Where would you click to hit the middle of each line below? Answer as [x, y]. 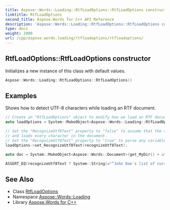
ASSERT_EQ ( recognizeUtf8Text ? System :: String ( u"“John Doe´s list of [80, 163]
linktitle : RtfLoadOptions [34, 15]
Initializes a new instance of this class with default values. [65, 71]
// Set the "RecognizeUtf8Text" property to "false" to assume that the [83, 131]
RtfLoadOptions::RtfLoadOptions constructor [78, 59]
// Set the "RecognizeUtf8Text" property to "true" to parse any [75, 140]
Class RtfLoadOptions [35, 192]
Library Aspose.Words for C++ [45, 202]
